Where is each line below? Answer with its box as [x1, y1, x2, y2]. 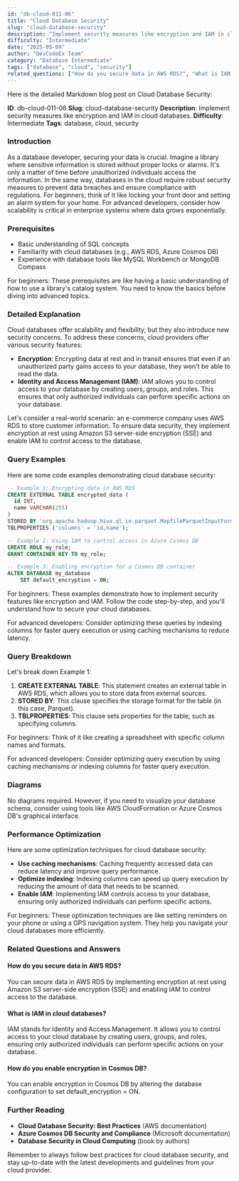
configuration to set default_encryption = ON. [7, 1088, 141, 1096]
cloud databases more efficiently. [7, 926, 105, 935]
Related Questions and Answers [7, 943, 121, 953]
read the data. [17, 370, 59, 378]
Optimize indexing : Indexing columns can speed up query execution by [17, 874, 228, 883]
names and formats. [7, 741, 66, 749]
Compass [17, 263, 46, 271]
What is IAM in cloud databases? [7, 1009, 107, 1018]
